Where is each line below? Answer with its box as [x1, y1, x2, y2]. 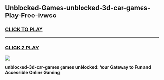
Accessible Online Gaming [5, 69, 60, 75]
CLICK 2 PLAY [5, 44, 39, 51]
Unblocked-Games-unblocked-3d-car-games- [5, 4, 151, 12]
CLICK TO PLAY [5, 26, 43, 33]
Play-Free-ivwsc [5, 12, 57, 20]
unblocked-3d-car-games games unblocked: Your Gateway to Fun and [5, 64, 151, 70]
